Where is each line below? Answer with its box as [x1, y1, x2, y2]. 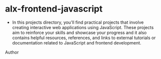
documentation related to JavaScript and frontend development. [12, 40, 141, 45]
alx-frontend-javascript [5, 3, 103, 15]
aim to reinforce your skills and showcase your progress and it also [12, 29, 147, 35]
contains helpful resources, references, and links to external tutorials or [12, 35, 156, 41]
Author [5, 49, 19, 55]
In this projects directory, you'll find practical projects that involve [12, 19, 144, 25]
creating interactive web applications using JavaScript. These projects [12, 24, 154, 30]
